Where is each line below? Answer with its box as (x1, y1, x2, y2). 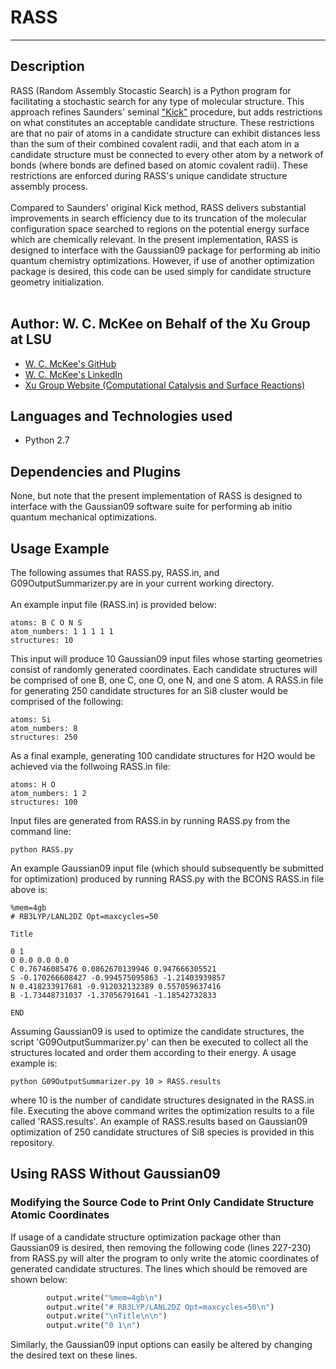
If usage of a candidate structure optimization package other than (10, 1231, 282, 1243)
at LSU (10, 331, 52, 348)
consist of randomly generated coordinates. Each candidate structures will (10, 664, 318, 675)
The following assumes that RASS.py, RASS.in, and (10, 567, 220, 578)
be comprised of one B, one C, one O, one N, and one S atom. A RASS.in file (10, 674, 324, 686)
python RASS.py (10, 845, 74, 855)
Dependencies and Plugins (10, 463, 182, 480)
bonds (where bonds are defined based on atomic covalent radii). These (10, 159, 308, 171)
